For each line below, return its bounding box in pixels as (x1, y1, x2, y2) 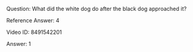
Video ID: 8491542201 (6, 28, 62, 36)
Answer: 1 (6, 41, 31, 47)
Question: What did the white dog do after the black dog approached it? (6, 5, 187, 12)
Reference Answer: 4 (6, 17, 60, 24)
